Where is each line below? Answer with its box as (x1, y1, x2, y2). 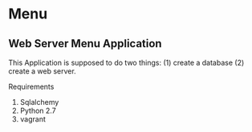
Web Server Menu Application (8, 37, 162, 50)
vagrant (19, 114, 47, 124)
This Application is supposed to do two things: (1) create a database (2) (8, 58, 245, 67)
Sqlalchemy (19, 98, 59, 106)
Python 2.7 (19, 106, 56, 115)
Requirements (8, 82, 55, 91)
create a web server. (8, 66, 76, 76)
